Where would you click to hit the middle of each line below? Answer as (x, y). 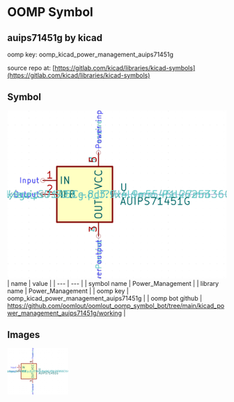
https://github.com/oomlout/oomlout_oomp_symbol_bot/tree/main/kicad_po (116, 306)
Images (24, 335)
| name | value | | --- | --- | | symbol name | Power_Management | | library (113, 284)
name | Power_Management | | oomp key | (68, 291)
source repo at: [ (31, 68)
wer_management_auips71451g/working (64, 313)
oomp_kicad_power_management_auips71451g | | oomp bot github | (105, 298)
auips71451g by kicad (55, 38)
